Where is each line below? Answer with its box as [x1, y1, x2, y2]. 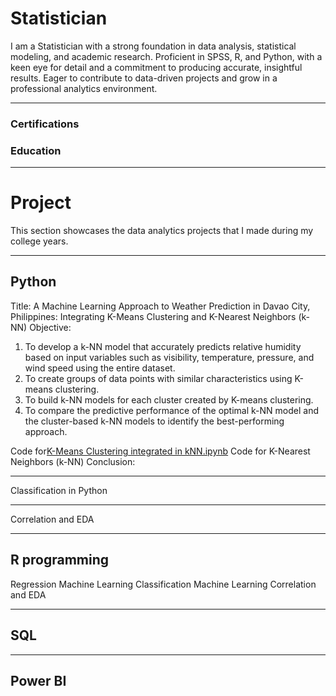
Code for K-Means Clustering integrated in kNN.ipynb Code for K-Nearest [10, 445, 311, 457]
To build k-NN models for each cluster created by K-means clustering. [24, 393, 314, 406]
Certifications [10, 117, 80, 131]
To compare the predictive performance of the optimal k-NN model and [24, 404, 319, 416]
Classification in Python [10, 484, 108, 496]
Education [10, 143, 62, 157]
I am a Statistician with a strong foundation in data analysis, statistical [10, 40, 297, 52]
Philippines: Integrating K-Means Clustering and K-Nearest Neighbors [10, 310, 297, 322]
